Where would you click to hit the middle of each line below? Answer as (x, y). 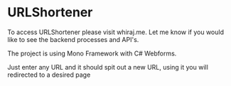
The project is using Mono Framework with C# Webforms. (92, 53)
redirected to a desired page (49, 75)
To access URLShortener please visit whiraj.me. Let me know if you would (116, 32)
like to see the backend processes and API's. (73, 39)
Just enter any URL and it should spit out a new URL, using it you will (108, 67)
